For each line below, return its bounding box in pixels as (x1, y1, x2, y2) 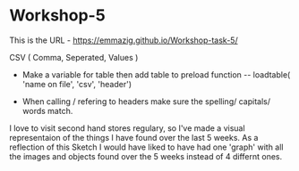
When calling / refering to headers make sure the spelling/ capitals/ (21, 95, 271, 107)
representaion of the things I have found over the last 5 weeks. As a (9, 132, 259, 142)
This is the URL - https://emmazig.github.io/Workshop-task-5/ (9, 35, 239, 45)
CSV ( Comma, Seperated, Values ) (9, 52, 139, 62)
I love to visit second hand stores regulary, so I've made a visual (9, 122, 245, 134)
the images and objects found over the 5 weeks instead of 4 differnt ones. (9, 151, 283, 161)
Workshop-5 (9, 5, 106, 26)
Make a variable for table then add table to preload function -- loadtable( (21, 69, 291, 80)
